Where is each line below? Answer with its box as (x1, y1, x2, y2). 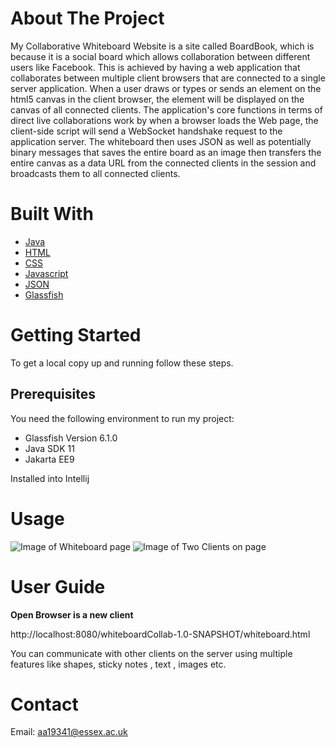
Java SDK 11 (24, 442, 75, 454)
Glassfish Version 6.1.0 (24, 432, 118, 444)
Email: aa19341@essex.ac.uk (10, 726, 128, 738)
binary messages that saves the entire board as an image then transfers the (10, 146, 322, 158)
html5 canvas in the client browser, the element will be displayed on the (10, 93, 305, 105)
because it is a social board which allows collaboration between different (10, 50, 311, 62)
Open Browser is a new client (10, 608, 134, 621)
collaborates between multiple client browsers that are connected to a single (10, 72, 326, 84)
